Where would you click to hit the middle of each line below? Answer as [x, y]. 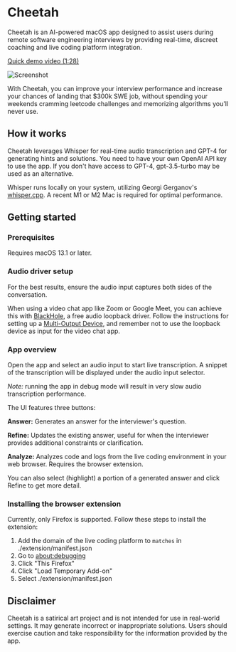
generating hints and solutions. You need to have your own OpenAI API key [117, 158]
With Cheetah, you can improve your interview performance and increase [115, 88]
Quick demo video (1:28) [43, 61]
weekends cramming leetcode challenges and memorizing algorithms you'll [118, 103]
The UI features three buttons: [52, 408]
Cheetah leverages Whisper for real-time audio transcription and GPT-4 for [117, 151]
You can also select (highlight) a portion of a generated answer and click [114, 478]
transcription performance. [47, 394]
